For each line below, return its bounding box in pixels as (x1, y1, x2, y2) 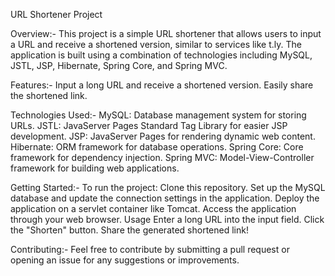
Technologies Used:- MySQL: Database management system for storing (10, 109, 307, 121)
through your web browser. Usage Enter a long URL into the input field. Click (10, 214, 325, 225)
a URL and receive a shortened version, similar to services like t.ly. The (10, 39, 302, 50)
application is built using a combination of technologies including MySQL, (10, 49, 313, 61)
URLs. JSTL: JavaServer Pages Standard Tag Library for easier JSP (10, 120, 288, 131)
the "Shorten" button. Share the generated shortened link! (10, 224, 249, 236)
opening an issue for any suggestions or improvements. (10, 254, 240, 266)
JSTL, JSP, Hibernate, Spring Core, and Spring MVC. (10, 60, 228, 71)
